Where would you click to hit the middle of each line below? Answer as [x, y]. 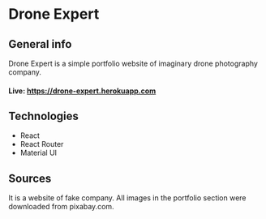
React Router [42, 144]
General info [40, 44]
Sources [30, 178]
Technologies [44, 116]
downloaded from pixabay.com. [62, 207]
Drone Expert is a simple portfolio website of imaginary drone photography [133, 63]
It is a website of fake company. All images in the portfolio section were [127, 198]
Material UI [39, 153]
